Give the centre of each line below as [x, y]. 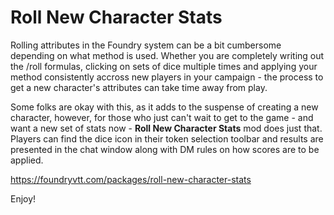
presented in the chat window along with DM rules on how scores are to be [165, 149]
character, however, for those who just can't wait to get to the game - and [162, 117]
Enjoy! [23, 198]
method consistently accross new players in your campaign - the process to [167, 77]
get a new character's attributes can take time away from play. [139, 87]
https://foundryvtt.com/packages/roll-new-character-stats [131, 179]
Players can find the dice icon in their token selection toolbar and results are [167, 138]
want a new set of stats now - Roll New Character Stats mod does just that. [166, 128]
